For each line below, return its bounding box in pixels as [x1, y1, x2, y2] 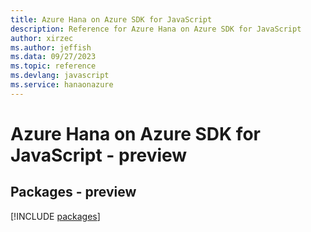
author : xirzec [10, 33, 74, 43]
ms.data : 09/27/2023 [10, 52, 97, 62]
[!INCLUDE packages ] [10, 210, 101, 222]
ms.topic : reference [10, 61, 97, 71]
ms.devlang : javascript [10, 71, 110, 81]
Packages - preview [10, 184, 137, 201]
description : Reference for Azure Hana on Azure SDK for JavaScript [10, 24, 302, 34]
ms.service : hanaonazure [10, 80, 114, 90]
